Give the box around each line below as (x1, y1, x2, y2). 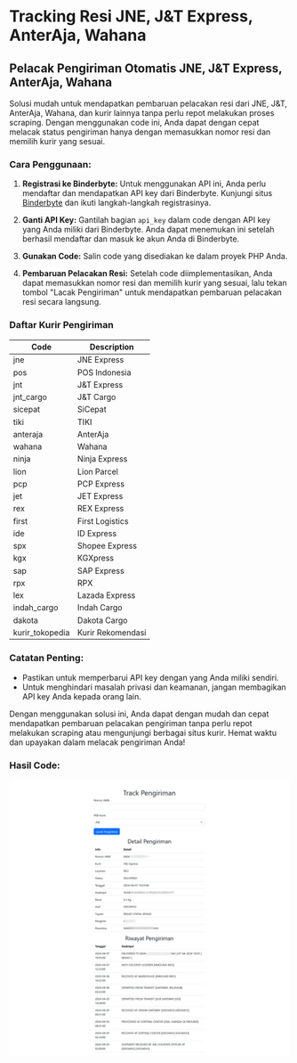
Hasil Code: (9, 759, 60, 772)
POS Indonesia (76, 367, 132, 378)
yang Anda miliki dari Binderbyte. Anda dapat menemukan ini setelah (21, 225, 275, 235)
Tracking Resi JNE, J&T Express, (9, 6, 253, 27)
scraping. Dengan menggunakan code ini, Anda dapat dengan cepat (9, 118, 260, 127)
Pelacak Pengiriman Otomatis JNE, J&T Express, (9, 61, 283, 76)
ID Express (76, 527, 117, 538)
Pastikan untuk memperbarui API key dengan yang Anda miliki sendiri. (21, 672, 279, 683)
